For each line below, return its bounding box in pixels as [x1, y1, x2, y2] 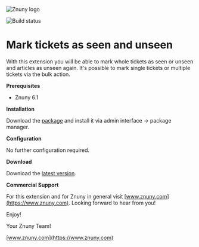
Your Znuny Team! [6, 222, 51, 230]
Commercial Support [6, 181, 59, 188]
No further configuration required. [6, 147, 90, 154]
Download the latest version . [6, 169, 76, 176]
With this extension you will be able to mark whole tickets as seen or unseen [6, 57, 194, 65]
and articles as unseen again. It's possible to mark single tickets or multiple [6, 64, 191, 71]
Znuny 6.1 [14, 93, 39, 101]
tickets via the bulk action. [6, 71, 70, 78]
